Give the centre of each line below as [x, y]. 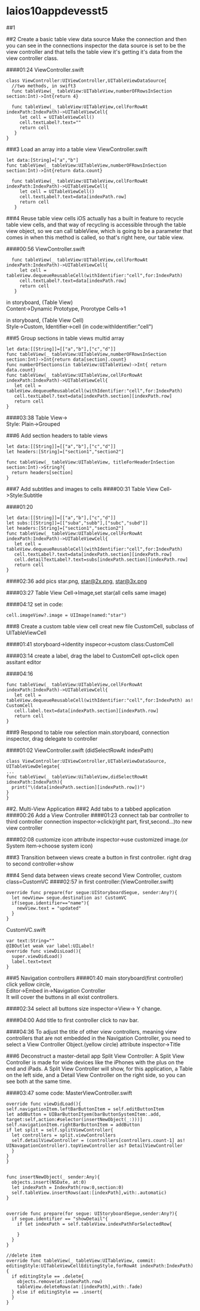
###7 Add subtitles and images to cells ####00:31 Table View [82, 489]
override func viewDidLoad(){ [44, 1104]
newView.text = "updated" [49, 908]
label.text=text [32, 962]
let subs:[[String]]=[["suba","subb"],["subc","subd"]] [77, 523]
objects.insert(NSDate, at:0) [49, 1182]
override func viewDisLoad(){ [44, 951]
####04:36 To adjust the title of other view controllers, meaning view [92, 1031]
